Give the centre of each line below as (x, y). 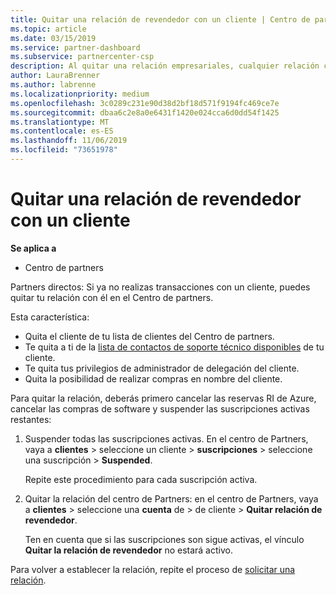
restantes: (31, 419)
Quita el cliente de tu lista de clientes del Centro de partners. (149, 336)
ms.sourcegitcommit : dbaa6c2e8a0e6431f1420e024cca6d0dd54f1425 (145, 112)
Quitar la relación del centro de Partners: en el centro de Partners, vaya (171, 498)
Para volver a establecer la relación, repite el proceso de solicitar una (153, 569)
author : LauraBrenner (55, 76)
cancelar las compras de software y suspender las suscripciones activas (160, 408)
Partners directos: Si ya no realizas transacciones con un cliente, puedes (160, 287)
